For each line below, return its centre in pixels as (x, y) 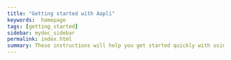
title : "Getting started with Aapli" (61, 13)
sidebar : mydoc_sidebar (41, 33)
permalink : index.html (40, 39)
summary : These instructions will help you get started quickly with (109, 46)
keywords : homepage (37, 20)
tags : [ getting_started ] (43, 26)
